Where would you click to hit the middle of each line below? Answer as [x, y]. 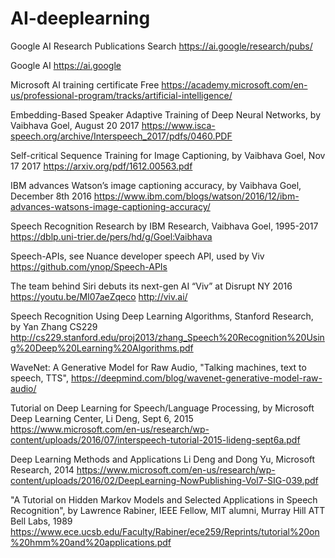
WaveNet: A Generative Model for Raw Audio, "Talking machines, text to [158, 367]
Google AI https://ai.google [66, 65]
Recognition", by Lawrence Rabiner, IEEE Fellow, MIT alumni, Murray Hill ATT [168, 510]
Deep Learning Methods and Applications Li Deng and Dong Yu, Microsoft [163, 459]
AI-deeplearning [80, 18]
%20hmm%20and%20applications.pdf [91, 542]
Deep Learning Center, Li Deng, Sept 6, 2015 [102, 418]
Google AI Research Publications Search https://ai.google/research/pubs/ [161, 46]
